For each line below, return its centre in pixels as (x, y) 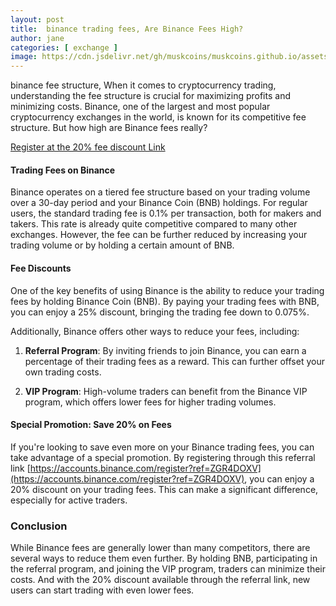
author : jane (37, 38)
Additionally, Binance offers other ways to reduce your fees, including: (155, 331)
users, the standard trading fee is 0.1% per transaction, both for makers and (166, 213)
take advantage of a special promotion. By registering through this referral (163, 457)
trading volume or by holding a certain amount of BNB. (122, 245)
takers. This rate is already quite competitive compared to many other (154, 224)
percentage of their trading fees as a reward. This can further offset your (174, 361)
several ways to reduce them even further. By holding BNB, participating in (164, 558)
